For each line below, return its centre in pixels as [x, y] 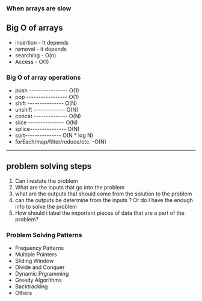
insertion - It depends [42, 42]
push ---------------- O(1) [47, 90]
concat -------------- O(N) [48, 116]
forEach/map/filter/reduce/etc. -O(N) [61, 142]
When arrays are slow [39, 8]
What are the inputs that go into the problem [70, 187]
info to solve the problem [46, 206]
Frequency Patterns [39, 248]
